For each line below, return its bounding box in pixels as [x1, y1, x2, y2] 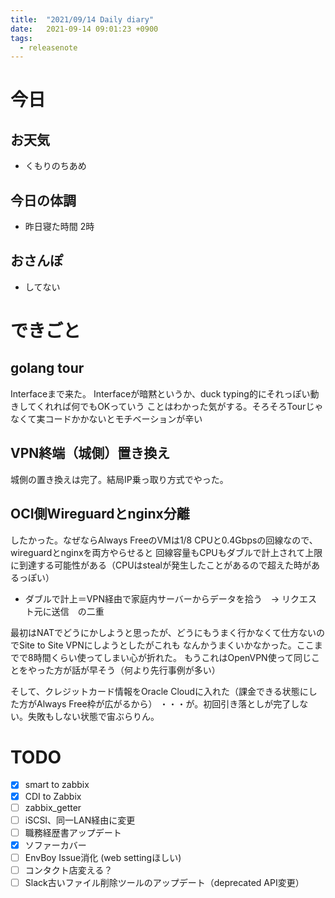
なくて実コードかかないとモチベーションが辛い [10, 412, 203, 425]
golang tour [10, 360, 85, 377]
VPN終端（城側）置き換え [10, 445, 171, 462]
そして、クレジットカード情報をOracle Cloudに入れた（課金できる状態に [10, 685, 309, 697]
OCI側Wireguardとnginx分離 [10, 506, 190, 523]
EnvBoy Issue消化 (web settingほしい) [24, 851, 182, 863]
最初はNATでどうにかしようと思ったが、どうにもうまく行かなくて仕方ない [10, 626, 317, 638]
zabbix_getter [24, 801, 82, 813]
